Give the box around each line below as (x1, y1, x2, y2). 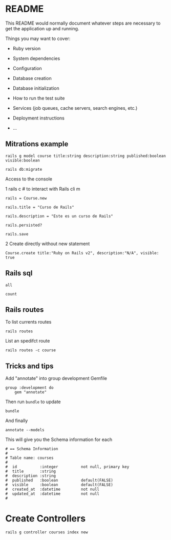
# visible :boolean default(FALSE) (5, 483, 114, 488)
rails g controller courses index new (5, 530, 88, 535)
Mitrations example (5, 139, 69, 149)
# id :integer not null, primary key (5, 465, 130, 470)
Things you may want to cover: (5, 35, 71, 42)
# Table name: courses (5, 455, 54, 461)
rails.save (5, 231, 29, 236)
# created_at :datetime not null (5, 487, 100, 492)
